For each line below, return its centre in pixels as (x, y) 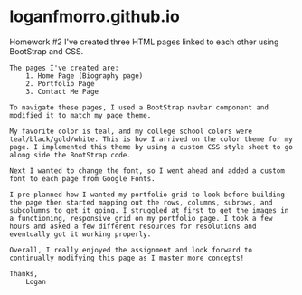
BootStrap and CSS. (47, 51)
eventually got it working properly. (80, 234)
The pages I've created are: (64, 68)
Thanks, (24, 273)
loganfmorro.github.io (95, 17)
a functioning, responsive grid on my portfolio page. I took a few (141, 218)
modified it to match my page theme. (80, 115)
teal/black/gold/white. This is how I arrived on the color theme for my (151, 139)
